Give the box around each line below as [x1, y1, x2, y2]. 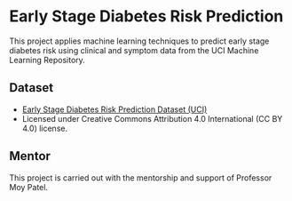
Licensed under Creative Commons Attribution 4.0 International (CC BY [21, 113, 283, 124]
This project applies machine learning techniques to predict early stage [9, 36, 270, 46]
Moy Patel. [9, 181, 49, 192]
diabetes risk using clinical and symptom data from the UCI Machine [9, 44, 259, 55]
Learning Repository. [9, 54, 86, 65]
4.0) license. [21, 123, 68, 133]
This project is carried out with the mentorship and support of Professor [9, 172, 272, 183]
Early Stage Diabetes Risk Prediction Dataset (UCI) [21, 104, 208, 115]
